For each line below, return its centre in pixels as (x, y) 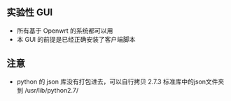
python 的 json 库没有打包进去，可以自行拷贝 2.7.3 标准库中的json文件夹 (120, 81)
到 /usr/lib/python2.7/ (47, 90)
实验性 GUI (30, 13)
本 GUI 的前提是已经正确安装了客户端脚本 (76, 39)
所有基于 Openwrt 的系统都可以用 (65, 31)
